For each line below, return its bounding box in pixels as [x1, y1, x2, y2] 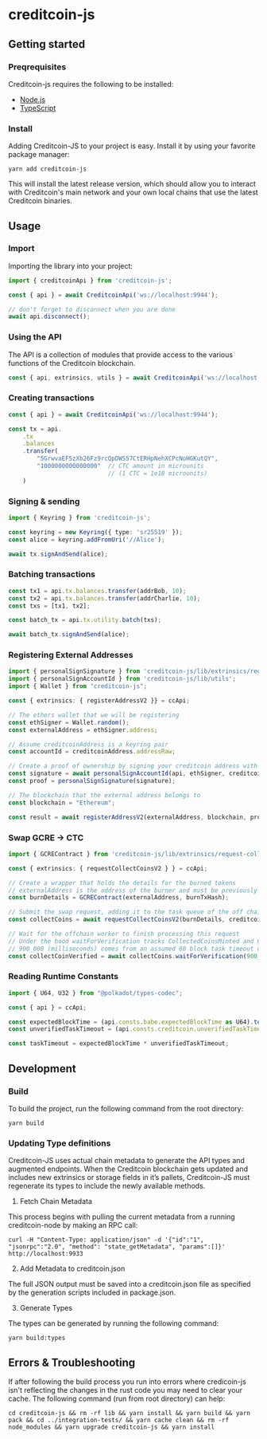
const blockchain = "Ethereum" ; [8, 799, 115, 807]
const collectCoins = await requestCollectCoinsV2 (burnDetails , [8, 915, 226, 924]
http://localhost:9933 [8, 1250, 83, 1258]
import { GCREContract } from [8, 850, 109, 858]
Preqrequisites [8, 61, 67, 73]
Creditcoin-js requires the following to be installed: [8, 79, 174, 88]
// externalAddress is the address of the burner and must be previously [8, 887, 258, 894]
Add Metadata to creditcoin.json [19, 1264, 126, 1273]
